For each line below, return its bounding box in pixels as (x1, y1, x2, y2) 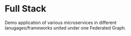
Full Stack (4, 3, 46, 14)
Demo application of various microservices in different (4, 19, 117, 25)
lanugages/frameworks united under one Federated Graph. (4, 24, 126, 30)
